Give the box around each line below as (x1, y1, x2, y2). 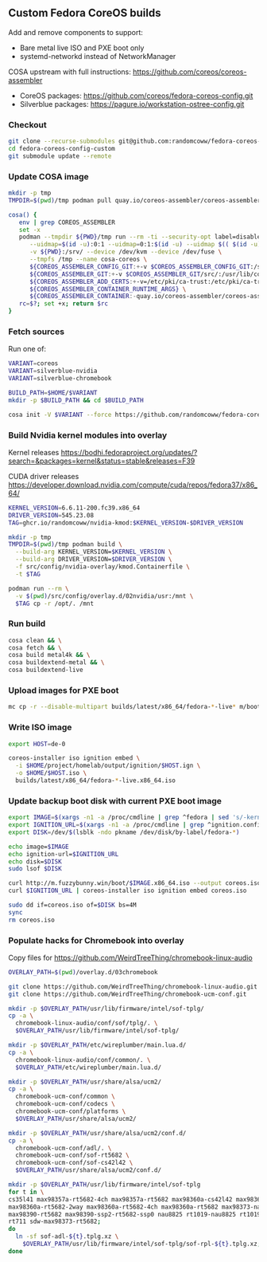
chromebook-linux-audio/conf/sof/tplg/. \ (15, 1020, 158, 1028)
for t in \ (8, 1188, 44, 1196)
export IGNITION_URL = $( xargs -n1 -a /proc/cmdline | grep (8, 821, 204, 829)
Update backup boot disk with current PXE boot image (8, 795, 222, 806)
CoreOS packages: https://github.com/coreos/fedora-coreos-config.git (19, 91, 253, 100)
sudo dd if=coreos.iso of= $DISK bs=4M (8, 901, 137, 910)
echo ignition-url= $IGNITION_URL (8, 850, 119, 858)
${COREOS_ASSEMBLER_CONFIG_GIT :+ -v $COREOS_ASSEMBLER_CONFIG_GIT (29, 262, 250, 270)
